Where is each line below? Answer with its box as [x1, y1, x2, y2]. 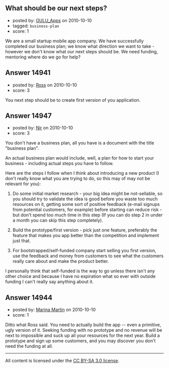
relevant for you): [5, 181, 41, 187]
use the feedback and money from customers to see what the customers [12, 253, 164, 259]
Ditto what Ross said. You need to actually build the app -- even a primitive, [5, 322, 161, 328]
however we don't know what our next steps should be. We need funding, [5, 48, 158, 54]
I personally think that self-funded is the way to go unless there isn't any [5, 268, 155, 274]
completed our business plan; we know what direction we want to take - [5, 43, 155, 49]
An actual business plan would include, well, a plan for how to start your [5, 155, 154, 161]
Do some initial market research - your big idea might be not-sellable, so [12, 191, 162, 197]
